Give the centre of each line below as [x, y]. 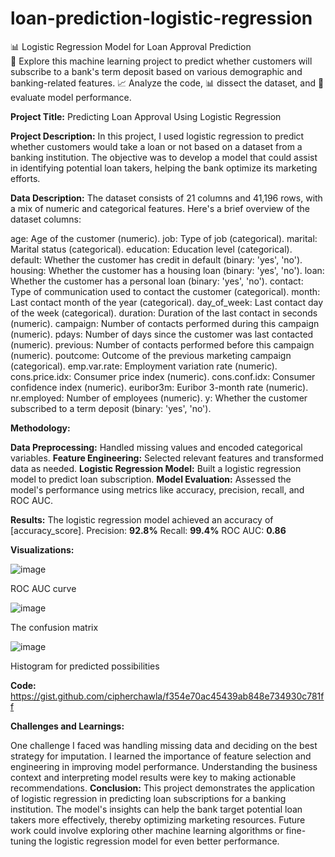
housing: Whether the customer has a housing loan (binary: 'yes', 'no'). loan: [167, 270]
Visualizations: [42, 549]
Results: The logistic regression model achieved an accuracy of [142, 519]
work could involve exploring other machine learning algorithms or [147, 830]
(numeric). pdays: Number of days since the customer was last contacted [162, 334]
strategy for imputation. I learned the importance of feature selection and [161, 756]
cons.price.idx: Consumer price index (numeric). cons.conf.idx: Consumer [163, 376]
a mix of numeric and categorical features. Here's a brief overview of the [160, 208]
